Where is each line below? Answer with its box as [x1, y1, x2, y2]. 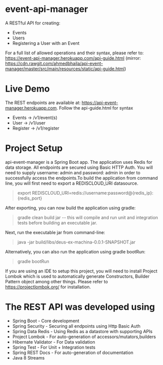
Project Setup [5, 143, 63, 154]
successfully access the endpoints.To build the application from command [5, 175, 158, 181]
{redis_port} [17, 195, 42, 201]
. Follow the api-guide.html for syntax [56, 105, 134, 111]
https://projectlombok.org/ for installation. [5, 284, 91, 290]
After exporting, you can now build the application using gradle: [5, 205, 136, 211]
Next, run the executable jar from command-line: [5, 229, 106, 235]
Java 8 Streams [12, 355, 45, 361]
